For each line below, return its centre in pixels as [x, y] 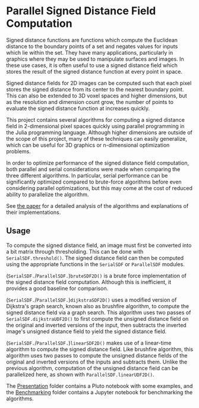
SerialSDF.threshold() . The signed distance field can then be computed [95, 258]
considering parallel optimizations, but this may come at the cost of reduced [99, 188]
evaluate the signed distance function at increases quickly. [78, 108]
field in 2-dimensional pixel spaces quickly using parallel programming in [95, 126]
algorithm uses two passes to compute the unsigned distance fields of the [97, 355]
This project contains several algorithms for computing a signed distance [96, 119]
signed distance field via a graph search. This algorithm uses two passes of [99, 312]
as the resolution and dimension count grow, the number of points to [90, 102]
